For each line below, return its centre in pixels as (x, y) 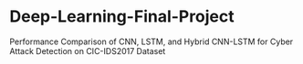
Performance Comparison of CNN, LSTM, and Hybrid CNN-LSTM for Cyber (151, 41)
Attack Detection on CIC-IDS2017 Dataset (88, 50)
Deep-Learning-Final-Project (122, 17)
